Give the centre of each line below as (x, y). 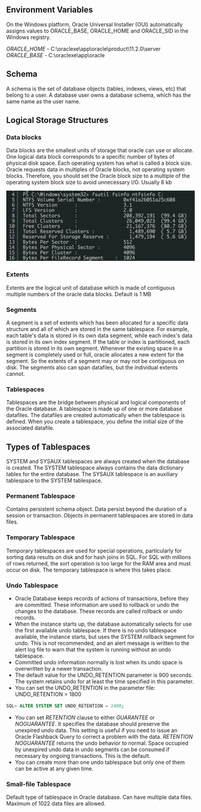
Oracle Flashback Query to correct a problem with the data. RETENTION (104, 736)
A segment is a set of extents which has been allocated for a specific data (97, 322)
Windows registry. (28, 37)
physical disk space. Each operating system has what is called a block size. (99, 163)
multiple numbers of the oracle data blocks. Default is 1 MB (79, 294)
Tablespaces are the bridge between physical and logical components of (96, 403)
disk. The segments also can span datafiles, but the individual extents (92, 367)
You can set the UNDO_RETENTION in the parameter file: (85, 688)
